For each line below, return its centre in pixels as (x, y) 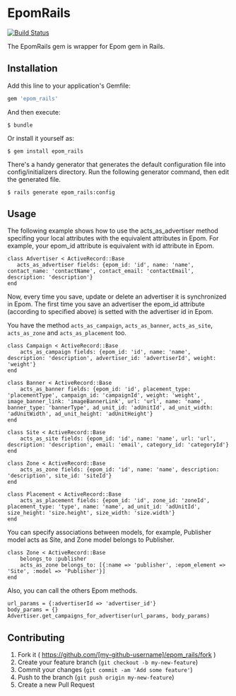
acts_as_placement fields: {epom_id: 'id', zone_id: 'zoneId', (115, 501)
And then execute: (34, 112)
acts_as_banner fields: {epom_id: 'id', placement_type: (106, 389)
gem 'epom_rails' (33, 98)
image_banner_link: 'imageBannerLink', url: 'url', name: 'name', (107, 402)
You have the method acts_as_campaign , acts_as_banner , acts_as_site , (110, 325)
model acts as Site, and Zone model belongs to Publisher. (91, 540)
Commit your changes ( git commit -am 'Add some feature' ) (105, 670)
